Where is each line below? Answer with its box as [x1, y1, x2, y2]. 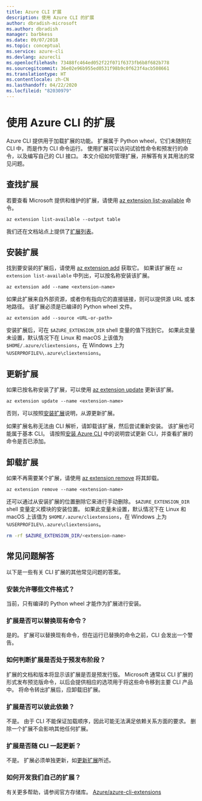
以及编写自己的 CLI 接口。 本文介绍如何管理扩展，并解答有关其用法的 [16, 152, 189, 160]
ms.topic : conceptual [6, 43, 61, 49]
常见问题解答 [6, 551, 55, 561]
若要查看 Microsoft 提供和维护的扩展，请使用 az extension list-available [6, 197, 184, 204]
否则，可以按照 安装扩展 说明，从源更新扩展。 [6, 410, 118, 417]
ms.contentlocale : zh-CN [6, 76, 69, 83]
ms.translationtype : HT [6, 71, 67, 77]
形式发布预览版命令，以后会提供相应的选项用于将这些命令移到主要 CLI [6, 678, 181, 686]
